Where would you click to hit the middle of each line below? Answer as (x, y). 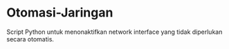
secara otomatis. (30, 39)
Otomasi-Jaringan (60, 13)
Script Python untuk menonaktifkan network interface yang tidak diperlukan (114, 32)
